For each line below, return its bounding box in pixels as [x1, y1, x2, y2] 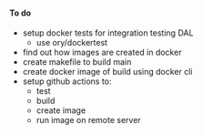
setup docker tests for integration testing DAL [22, 27, 194, 38]
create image [36, 105, 86, 116]
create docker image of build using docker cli [22, 67, 193, 77]
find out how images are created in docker [22, 46, 182, 58]
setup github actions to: [22, 76, 112, 87]
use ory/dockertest [36, 37, 107, 48]
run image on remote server [36, 115, 141, 126]
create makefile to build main [22, 57, 132, 67]
